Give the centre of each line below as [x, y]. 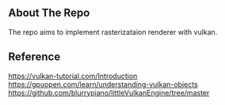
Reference [34, 57]
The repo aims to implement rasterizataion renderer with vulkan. [113, 32]
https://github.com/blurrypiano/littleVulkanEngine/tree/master [109, 92]
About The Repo [49, 13]
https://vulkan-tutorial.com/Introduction [73, 76]
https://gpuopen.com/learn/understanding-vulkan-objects [103, 84]
